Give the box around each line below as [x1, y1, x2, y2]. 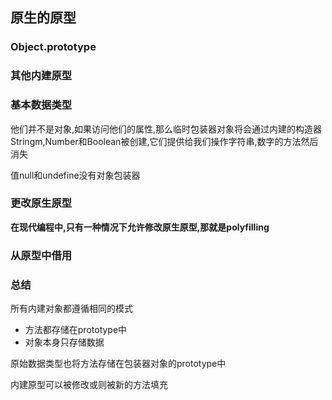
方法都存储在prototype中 [24, 324, 128, 336]
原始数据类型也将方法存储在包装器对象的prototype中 [10, 358, 227, 370]
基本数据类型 [10, 98, 73, 112]
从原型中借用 [10, 248, 73, 262]
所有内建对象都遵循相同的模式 [10, 303, 133, 315]
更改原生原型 [10, 196, 73, 210]
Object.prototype [10, 40, 97, 54]
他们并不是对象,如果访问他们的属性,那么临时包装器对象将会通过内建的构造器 [10, 123, 323, 135]
